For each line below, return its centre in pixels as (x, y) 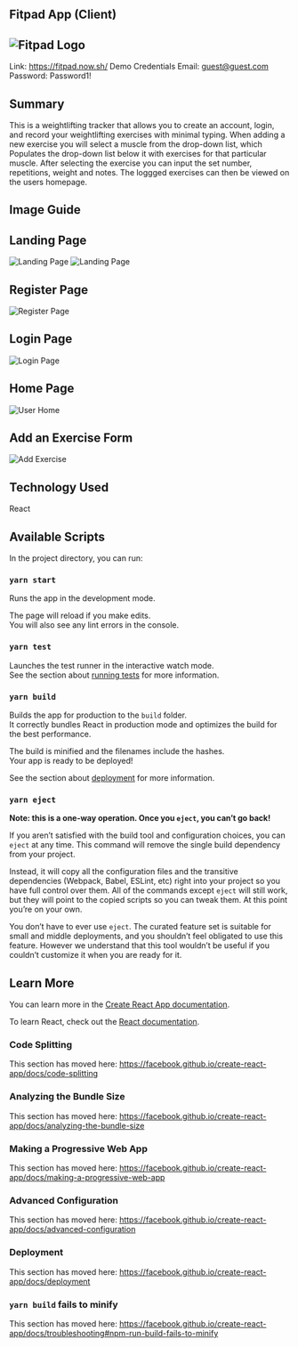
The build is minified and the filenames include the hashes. (117, 751)
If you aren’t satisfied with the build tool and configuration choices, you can (148, 835)
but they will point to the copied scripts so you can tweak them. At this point (148, 900)
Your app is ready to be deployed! (71, 760)
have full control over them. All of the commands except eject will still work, (149, 890)
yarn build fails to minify (64, 1304)
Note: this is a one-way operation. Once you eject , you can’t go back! (140, 818)
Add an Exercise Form (71, 438)
